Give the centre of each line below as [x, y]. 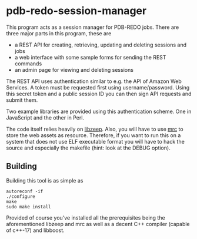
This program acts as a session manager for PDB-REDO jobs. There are [93, 27]
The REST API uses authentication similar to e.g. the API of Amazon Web [94, 81]
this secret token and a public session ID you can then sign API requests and [99, 94]
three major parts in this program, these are [59, 33]
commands [28, 64]
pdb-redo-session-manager [76, 11]
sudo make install [29, 207]
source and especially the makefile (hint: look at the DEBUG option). [88, 148]
